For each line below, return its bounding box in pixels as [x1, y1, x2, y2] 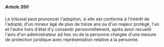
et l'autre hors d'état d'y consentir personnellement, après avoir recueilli [5, 26, 152, 32]
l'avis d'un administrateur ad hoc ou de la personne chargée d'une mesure [5, 31, 157, 37]
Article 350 [5, 4, 29, 10]
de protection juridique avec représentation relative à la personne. [5, 36, 139, 42]
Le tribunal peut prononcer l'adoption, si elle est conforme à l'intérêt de [5, 16, 150, 22]
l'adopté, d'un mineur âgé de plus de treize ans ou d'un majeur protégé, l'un [5, 21, 160, 27]
